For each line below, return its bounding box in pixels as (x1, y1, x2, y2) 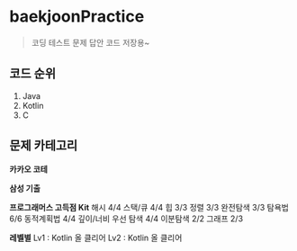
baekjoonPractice (9, 6, 145, 27)
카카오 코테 (9, 164, 48, 175)
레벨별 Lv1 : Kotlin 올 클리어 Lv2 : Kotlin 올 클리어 (9, 232, 183, 243)
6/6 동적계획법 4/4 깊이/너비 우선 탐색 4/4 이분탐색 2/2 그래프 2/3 (9, 213, 244, 224)
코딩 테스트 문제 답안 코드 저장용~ (31, 37, 150, 48)
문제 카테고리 (9, 138, 78, 154)
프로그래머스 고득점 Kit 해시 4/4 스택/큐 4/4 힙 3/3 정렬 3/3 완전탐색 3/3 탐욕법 (9, 202, 290, 212)
